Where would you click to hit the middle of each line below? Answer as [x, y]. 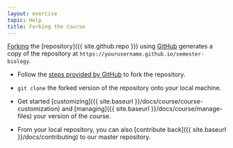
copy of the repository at [43, 54]
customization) [39, 109]
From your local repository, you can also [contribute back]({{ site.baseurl [122, 130]
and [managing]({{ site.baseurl [105, 109]
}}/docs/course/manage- [187, 109]
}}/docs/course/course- [169, 101]
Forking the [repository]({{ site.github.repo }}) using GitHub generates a [110, 47]
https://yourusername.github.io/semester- [142, 54]
